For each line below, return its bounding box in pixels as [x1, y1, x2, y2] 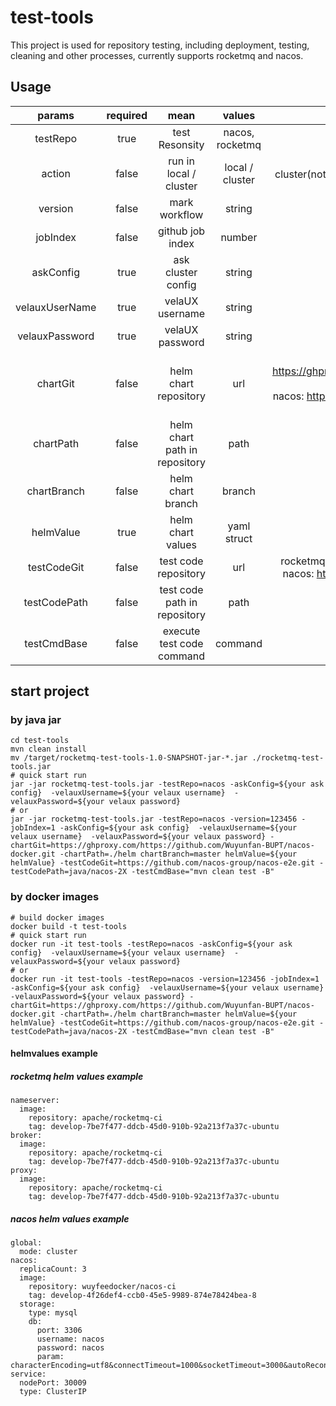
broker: [10, 1131, 43, 1141]
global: [10, 1238, 43, 1248]
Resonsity [158, 137, 205, 151]
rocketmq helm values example [10, 1070, 144, 1082]
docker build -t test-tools [10, 921, 128, 931]
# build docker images [10, 912, 105, 923]
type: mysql [28, 1308, 78, 1318]
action [41, 166, 71, 180]
